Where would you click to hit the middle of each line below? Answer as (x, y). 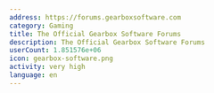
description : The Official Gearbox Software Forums (107, 42)
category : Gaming (41, 26)
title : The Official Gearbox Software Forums (95, 34)
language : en (33, 75)
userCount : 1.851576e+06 (55, 50)
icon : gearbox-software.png (62, 58)
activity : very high (48, 67)
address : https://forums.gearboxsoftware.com (95, 17)
